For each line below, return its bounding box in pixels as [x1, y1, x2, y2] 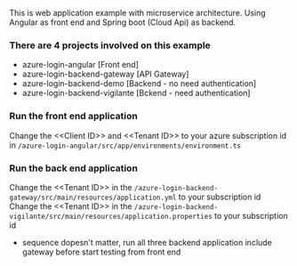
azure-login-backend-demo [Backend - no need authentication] [21, 78, 257, 89]
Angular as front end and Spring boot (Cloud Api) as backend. [9, 17, 237, 28]
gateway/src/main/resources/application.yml [9, 193, 177, 202]
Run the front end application [9, 110, 138, 123]
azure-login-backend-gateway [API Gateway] [21, 69, 189, 79]
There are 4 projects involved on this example [9, 39, 211, 52]
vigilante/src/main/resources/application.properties [9, 212, 213, 221]
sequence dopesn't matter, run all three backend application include [21, 237, 273, 247]
